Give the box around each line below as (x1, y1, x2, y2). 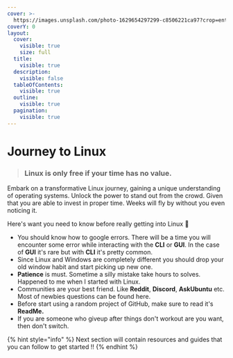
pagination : (13, 107, 49, 114)
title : (13, 56, 33, 63)
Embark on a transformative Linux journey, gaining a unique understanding (7, 184, 221, 193)
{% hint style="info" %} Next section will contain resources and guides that (7, 335, 223, 344)
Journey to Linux (7, 143, 106, 159)
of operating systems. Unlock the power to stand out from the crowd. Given (7, 192, 223, 200)
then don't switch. (17, 322, 69, 330)
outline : (13, 95, 39, 101)
